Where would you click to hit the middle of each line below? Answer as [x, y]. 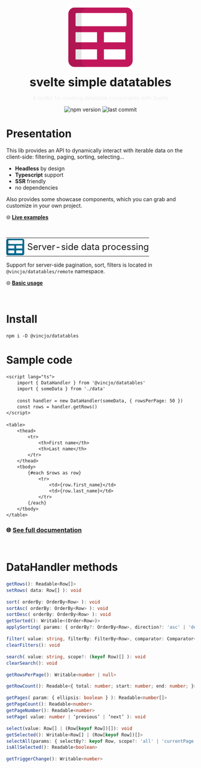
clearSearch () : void [32, 663]
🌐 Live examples [28, 217]
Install [22, 319]
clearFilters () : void [33, 645]
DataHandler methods [62, 567]
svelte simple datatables [100, 82]
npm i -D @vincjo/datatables [42, 336]
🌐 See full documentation [44, 530]
